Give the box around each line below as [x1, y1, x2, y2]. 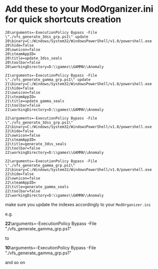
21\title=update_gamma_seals [5, 98, 65, 103]
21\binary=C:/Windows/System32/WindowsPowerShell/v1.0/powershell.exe [5, 81, 152, 86]
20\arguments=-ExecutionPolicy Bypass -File [5, 30, 97, 35]
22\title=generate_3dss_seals [5, 141, 67, 147]
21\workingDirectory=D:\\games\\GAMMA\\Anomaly [5, 107, 104, 112]
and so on [5, 259, 25, 265]
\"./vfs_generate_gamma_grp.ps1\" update [5, 77, 91, 82]
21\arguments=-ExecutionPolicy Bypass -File [5, 73, 97, 78]
